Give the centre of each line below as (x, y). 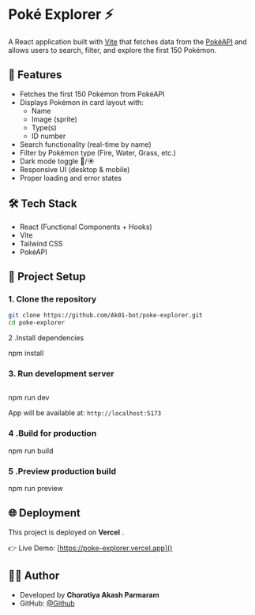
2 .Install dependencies (46, 338)
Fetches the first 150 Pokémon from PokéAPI (92, 94)
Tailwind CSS (41, 243)
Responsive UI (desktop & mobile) (75, 169)
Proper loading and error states (71, 178)
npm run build (31, 451)
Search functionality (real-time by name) (85, 144)
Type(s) (44, 127)
